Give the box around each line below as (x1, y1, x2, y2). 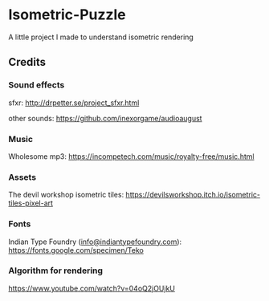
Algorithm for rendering (8, 265, 103, 276)
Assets (8, 171, 37, 182)
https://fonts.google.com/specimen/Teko (8, 245, 145, 254)
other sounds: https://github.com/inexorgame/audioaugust (8, 113, 202, 123)
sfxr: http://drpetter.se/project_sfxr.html (8, 98, 140, 108)
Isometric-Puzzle (8, 6, 126, 24)
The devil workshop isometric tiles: (8, 190, 124, 200)
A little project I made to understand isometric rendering (8, 32, 194, 42)
